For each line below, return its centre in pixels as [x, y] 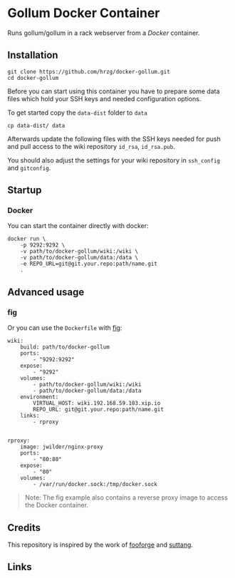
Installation [33, 55]
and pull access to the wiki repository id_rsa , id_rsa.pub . [92, 146]
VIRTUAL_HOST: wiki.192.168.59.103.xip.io [97, 403]
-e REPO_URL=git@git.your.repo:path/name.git [89, 264]
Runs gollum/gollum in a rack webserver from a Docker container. [104, 33]
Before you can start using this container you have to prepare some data [114, 91]
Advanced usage [46, 292]
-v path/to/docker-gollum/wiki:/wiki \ [79, 252]
